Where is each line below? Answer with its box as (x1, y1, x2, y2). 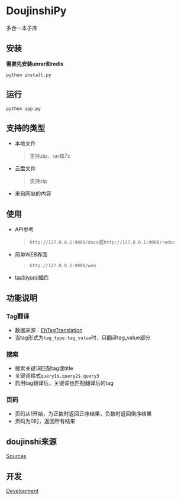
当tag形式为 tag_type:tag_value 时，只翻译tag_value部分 (14, 334, 151, 341)
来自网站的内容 (14, 190, 51, 197)
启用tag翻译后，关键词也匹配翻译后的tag (14, 379, 114, 387)
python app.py (6, 105, 41, 112)
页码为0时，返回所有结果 (14, 418, 76, 425)
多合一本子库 (6, 24, 37, 31)
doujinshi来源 (6, 436, 57, 447)
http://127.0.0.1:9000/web (29, 263, 96, 269)
